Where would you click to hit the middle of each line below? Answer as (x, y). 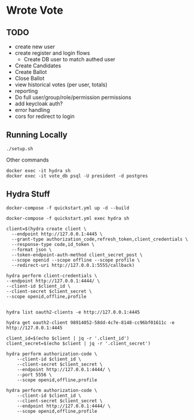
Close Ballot (30, 78)
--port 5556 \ (34, 375)
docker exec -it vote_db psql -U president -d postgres (77, 176)
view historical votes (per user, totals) (61, 85)
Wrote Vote (35, 10)
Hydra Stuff (28, 194)
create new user (35, 46)
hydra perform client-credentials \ (52, 276)
